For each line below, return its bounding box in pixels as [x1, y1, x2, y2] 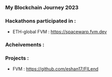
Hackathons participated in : [5, 17, 76, 24]
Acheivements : [5, 41, 45, 48]
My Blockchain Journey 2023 [5, 4, 79, 11]
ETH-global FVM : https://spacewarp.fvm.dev [12, 29, 107, 35]
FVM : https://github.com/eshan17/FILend [12, 66, 99, 72]
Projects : [5, 54, 29, 61]
